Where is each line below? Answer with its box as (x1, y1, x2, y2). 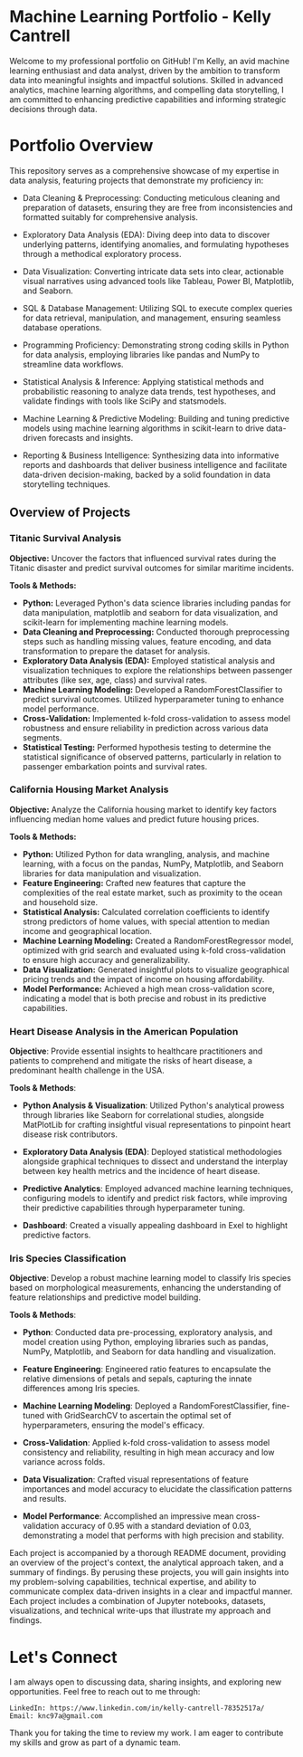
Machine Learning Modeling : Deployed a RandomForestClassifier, (22, 1400, 270, 1411)
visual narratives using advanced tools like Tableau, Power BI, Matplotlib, (22, 275, 295, 286)
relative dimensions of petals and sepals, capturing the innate (22, 1373, 252, 1384)
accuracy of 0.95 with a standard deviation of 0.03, (61, 1521, 251, 1532)
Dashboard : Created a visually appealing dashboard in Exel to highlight (22, 1220, 288, 1231)
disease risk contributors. (22, 1129, 118, 1140)
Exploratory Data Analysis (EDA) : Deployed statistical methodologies (22, 1147, 282, 1158)
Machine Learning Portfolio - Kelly (9, 6, 271, 27)
